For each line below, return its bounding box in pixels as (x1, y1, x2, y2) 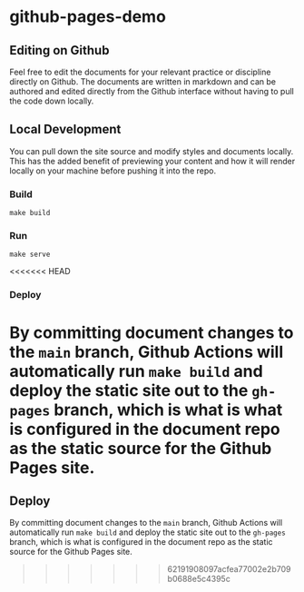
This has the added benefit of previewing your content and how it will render (9, 155, 296, 166)
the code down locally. (9, 95, 94, 106)
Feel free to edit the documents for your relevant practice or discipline (9, 66, 271, 77)
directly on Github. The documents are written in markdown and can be (9, 76, 277, 87)
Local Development (9, 122, 122, 137)
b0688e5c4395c (167, 574, 231, 585)
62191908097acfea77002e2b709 (167, 564, 291, 575)
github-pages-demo (9, 6, 166, 27)
